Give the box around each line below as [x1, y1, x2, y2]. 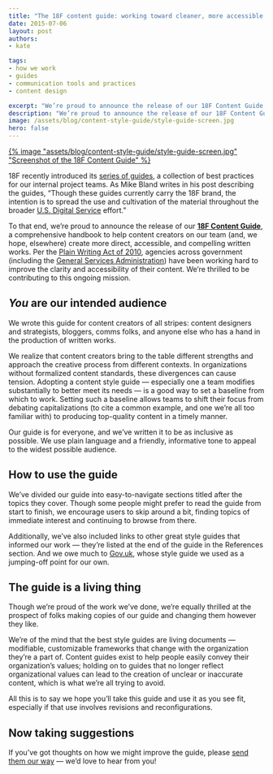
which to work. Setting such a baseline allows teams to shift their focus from [8, 394, 264, 404]
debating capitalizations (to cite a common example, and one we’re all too [8, 403, 255, 413]
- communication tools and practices [8, 79, 136, 88]
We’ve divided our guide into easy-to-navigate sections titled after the [8, 489, 243, 499]
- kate [8, 42, 31, 50]
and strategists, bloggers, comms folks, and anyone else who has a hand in [8, 326, 261, 336]
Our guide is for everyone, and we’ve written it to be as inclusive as [8, 427, 234, 437]
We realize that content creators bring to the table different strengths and [8, 351, 253, 361]
